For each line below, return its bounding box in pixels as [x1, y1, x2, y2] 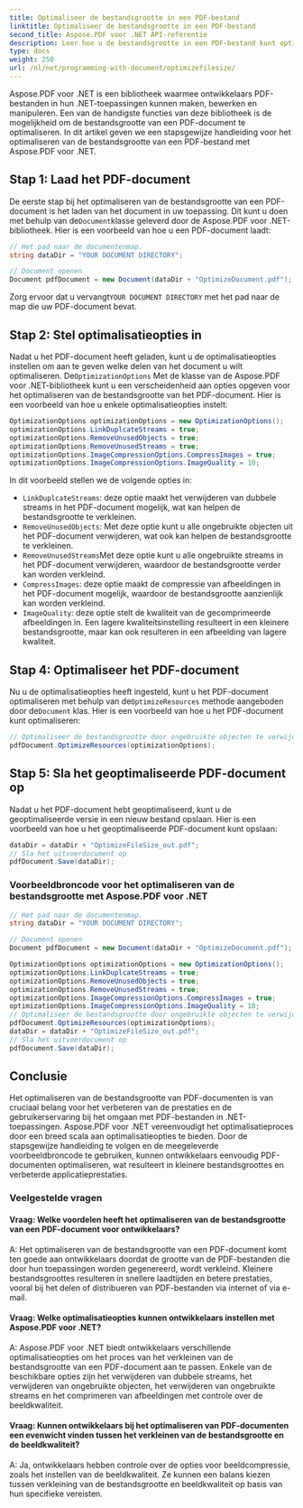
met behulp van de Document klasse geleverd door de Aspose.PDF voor [9, 215, 268, 226]
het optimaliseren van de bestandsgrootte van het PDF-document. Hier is [9, 390, 281, 400]
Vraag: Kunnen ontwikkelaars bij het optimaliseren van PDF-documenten [9, 1420, 289, 1431]
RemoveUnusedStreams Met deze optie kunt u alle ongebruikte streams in [22, 550, 284, 560]
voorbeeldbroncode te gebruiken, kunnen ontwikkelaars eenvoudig [9, 1150, 259, 1161]
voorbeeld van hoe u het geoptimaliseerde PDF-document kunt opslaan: [9, 823, 278, 834]
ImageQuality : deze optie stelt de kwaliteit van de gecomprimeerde [22, 607, 271, 618]
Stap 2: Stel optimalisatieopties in [9, 327, 203, 343]
